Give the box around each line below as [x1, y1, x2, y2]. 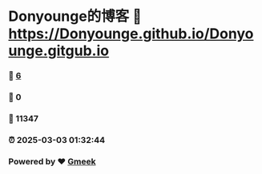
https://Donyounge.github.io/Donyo [8, 25, 254, 43]
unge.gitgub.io [8, 42, 110, 60]
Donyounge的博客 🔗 [8, 7, 143, 26]
